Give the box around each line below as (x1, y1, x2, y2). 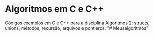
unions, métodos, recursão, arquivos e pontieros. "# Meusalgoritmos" (5, 25, 149, 31)
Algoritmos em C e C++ (5, 3, 104, 15)
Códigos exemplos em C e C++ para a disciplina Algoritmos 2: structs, (5, 20, 150, 26)
